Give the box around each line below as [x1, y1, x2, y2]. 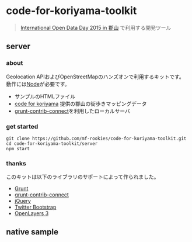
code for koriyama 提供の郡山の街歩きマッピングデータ [14, 100, 147, 107]
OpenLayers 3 [14, 210, 49, 217]
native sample [6, 227, 58, 237]
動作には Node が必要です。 [6, 80, 70, 87]
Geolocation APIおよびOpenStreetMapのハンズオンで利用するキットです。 [6, 73, 185, 80]
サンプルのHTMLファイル [14, 92, 76, 100]
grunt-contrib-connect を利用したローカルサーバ [14, 107, 130, 115]
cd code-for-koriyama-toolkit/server [6, 140, 98, 147]
